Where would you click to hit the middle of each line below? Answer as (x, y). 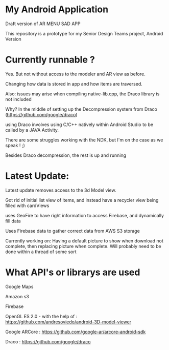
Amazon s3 (17, 296)
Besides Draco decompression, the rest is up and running (66, 155)
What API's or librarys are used (73, 272)
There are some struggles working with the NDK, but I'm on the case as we (84, 140)
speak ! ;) (15, 145)
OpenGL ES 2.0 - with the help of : (41, 316)
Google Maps (19, 286)
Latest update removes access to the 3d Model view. (61, 190)
